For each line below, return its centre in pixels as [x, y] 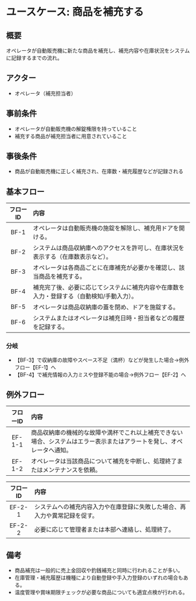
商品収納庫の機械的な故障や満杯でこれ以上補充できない [107, 432]
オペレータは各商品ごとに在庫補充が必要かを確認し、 [106, 268]
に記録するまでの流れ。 [34, 58]
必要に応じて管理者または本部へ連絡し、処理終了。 [104, 530]
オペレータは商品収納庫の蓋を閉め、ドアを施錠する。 [106, 307]
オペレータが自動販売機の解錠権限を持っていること [76, 129]
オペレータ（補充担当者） [45, 93]
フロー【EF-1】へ [35, 367]
